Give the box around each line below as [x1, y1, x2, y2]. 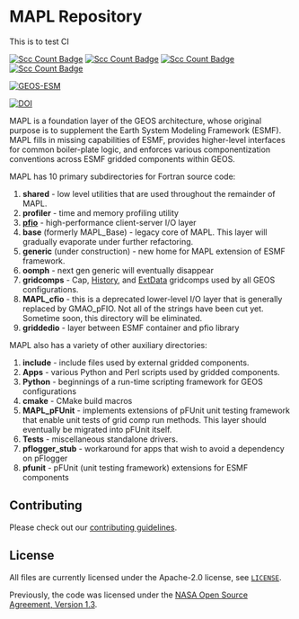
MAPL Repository [9, 6, 143, 27]
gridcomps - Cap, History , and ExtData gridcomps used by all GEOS [22, 274, 276, 285]
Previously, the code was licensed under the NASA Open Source [9, 589, 249, 600]
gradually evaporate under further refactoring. [22, 236, 194, 247]
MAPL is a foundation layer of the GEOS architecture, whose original [9, 115, 262, 126]
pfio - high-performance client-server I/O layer [22, 217, 197, 228]
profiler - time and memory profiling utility [22, 207, 180, 218]
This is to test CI [9, 36, 70, 47]
